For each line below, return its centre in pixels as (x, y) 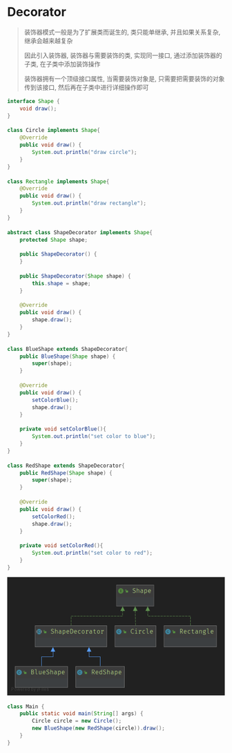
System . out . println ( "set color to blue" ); (94, 437)
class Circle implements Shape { (54, 131)
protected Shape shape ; (54, 240)
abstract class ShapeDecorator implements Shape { (80, 232)
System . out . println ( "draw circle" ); (85, 153)
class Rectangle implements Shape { (58, 181)
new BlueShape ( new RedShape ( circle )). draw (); (99, 728)
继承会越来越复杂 (48, 40)
